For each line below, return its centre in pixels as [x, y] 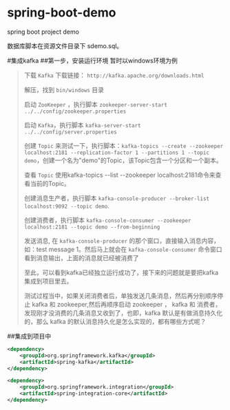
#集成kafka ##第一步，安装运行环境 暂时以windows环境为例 [92, 61]
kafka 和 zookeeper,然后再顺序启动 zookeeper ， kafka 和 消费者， [127, 304]
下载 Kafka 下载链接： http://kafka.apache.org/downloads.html [114, 75]
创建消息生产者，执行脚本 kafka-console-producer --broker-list [117, 198]
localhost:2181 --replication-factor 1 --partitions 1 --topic [117, 153]
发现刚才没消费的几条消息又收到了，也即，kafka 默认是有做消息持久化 [123, 313]
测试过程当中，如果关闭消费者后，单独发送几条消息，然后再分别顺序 [121, 295]
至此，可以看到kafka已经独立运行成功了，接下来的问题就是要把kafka [121, 272]
